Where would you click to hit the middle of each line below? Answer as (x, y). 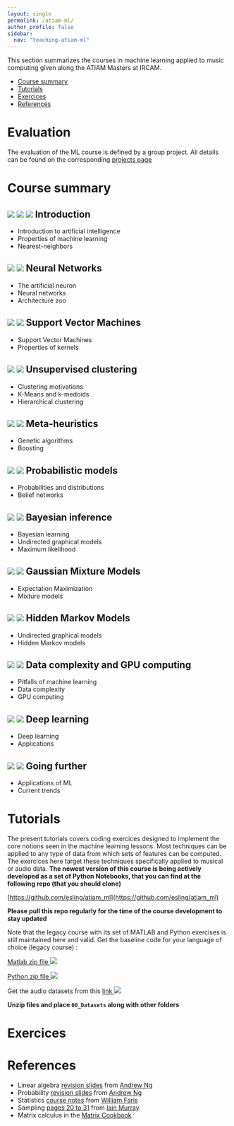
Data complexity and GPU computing (109, 665)
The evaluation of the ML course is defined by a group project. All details (113, 152)
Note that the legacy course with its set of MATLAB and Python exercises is (117, 932)
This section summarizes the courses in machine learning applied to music (116, 60)
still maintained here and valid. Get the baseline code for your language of (115, 939)
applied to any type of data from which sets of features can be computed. (115, 853)
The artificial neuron (47, 285)
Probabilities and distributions (61, 488)
